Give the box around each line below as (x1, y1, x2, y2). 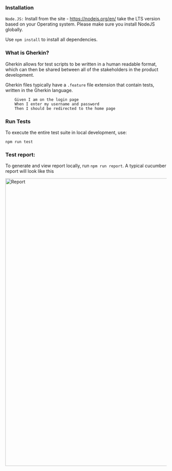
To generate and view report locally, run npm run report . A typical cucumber (5, 163, 166, 169)
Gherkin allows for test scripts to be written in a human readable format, (5, 61, 157, 67)
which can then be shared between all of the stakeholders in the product (5, 66, 159, 73)
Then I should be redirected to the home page (14, 106, 116, 111)
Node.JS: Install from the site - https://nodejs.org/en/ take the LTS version (5, 16, 160, 22)
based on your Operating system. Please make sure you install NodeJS (5, 21, 155, 27)
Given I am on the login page (14, 97, 79, 102)
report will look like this (5, 168, 54, 174)
